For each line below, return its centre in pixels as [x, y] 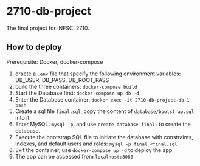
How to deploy [34, 47]
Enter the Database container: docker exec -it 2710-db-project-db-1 [102, 99]
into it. [23, 117]
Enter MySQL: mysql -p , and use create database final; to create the [103, 124]
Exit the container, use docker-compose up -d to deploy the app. [95, 150]
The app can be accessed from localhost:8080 [74, 156]
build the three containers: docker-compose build [76, 86]
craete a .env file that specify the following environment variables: [98, 74]
